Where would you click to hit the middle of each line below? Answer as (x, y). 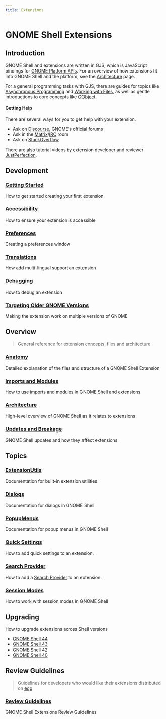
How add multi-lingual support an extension (51, 268)
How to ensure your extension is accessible (50, 220)
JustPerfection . (21, 155)
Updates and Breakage (34, 429)
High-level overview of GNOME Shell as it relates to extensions (70, 416)
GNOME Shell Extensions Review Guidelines (51, 712)
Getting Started (24, 185)
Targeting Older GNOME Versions (47, 305)
